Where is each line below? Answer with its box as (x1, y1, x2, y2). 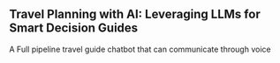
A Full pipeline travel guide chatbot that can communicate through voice (9, 44, 271, 54)
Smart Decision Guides (9, 21, 139, 36)
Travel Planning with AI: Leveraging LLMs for (9, 7, 261, 22)
